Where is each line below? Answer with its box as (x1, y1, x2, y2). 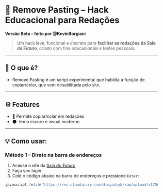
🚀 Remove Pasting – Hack (5, 4, 109, 16)
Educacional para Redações (5, 15, 120, 26)
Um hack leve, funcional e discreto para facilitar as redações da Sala (16, 40, 156, 46)
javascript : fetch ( (5, 182, 42, 187)
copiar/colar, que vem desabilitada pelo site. (12, 82, 101, 88)
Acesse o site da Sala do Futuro (12, 162, 76, 169)
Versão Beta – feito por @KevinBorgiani (5, 31, 86, 36)
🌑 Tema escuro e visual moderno (12, 118, 80, 124)
